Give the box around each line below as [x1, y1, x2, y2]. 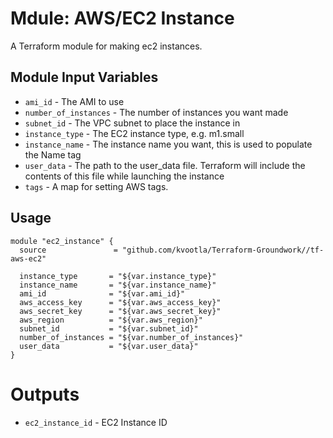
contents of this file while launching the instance [24, 170, 225, 182]
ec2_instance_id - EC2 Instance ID [24, 416, 168, 428]
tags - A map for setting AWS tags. [24, 180, 169, 192]
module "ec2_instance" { [10, 236, 114, 246]
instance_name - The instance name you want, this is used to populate [24, 138, 313, 150]
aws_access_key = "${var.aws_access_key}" [19, 297, 222, 307]
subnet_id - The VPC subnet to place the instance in [24, 117, 241, 129]
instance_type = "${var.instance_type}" [19, 271, 217, 281]
